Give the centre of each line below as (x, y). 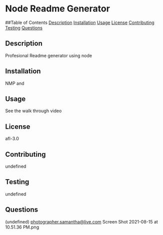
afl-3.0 (12, 139)
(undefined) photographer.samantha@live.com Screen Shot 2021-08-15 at (82, 222)
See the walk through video (33, 111)
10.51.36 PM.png (22, 227)
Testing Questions (24, 27)
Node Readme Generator (57, 9)
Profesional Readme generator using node (49, 55)
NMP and (15, 83)
